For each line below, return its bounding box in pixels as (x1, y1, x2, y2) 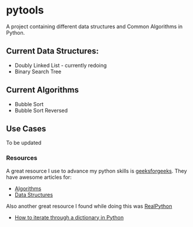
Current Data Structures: (6, 46, 99, 56)
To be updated (6, 139, 42, 147)
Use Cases (6, 124, 46, 134)
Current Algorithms (6, 85, 79, 95)
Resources (6, 154, 38, 162)
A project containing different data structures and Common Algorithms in (6, 23, 183, 30)
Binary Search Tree (14, 68, 62, 75)
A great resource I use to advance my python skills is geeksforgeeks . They (6, 167, 187, 174)
